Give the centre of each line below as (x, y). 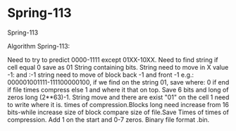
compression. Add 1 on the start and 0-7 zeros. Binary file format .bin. (108, 119)
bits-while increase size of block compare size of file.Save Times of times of (118, 112)
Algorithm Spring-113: (39, 46)
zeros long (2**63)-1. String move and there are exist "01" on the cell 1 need (118, 97)
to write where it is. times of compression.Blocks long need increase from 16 (118, 104)
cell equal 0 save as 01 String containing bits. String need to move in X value (118, 67)
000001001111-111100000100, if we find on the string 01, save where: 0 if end (118, 82)
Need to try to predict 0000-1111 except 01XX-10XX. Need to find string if (113, 60)
